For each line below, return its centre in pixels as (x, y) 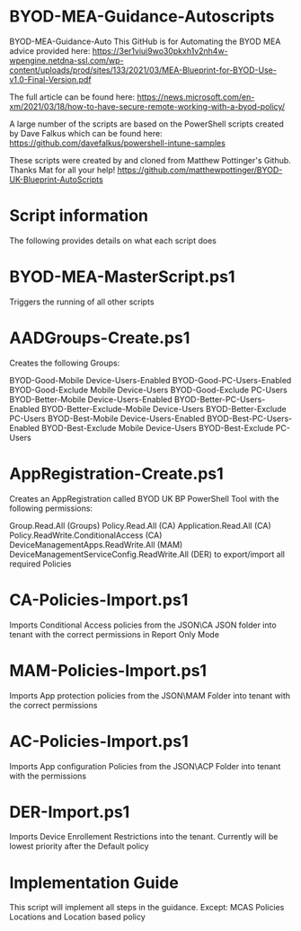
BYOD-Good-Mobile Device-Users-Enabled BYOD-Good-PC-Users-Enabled (150, 380)
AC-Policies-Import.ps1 (99, 741)
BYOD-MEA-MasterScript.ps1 (122, 277)
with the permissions (48, 776)
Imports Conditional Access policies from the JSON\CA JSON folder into (143, 625)
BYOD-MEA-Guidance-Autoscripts (142, 17)
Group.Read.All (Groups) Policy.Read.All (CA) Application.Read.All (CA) (140, 525)
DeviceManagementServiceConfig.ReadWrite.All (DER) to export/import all (147, 554)
